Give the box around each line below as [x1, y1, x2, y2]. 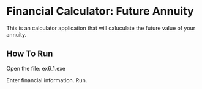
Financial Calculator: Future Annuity [6, 4, 194, 18]
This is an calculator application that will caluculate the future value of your [6, 24, 196, 32]
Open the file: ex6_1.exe [6, 65, 66, 72]
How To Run [6, 49, 53, 59]
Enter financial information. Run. [6, 76, 88, 84]
